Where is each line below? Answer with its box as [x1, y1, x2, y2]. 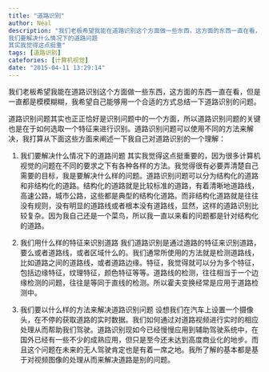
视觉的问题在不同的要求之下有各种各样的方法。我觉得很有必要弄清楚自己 [19, 161, 259, 170]
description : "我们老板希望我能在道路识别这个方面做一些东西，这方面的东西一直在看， [8, 26, 262, 34]
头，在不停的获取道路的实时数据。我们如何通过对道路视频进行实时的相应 [19, 314, 259, 324]
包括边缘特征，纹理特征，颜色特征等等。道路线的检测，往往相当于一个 [19, 267, 252, 277]
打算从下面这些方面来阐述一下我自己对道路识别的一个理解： [29, 134, 226, 143]
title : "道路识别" [8, 11, 66, 20]
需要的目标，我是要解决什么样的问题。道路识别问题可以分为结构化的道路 [19, 170, 259, 180]
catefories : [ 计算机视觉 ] [8, 57, 89, 65]
